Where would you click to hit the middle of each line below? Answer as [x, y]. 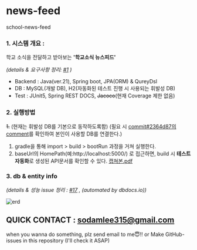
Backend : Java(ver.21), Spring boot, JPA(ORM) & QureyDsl [86, 82]
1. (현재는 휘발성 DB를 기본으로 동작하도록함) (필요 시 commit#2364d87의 [91, 126]
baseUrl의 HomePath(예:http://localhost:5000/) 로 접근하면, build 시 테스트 [103, 153]
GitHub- [175, 234]
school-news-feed [28, 27]
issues [14, 240]
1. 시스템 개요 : [26, 43]
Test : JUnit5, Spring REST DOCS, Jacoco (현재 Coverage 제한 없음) [95, 96]
